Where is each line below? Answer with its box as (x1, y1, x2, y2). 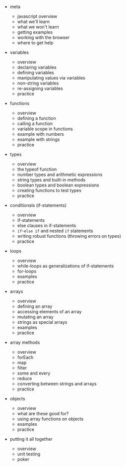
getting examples (17, 29, 53, 35)
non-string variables (17, 80, 59, 86)
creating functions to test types (17, 187, 82, 193)
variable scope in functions (17, 126, 73, 132)
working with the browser (17, 34, 70, 40)
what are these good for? (17, 411, 69, 416)
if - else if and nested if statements (17, 228, 93, 234)
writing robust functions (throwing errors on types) (17, 233, 122, 239)
